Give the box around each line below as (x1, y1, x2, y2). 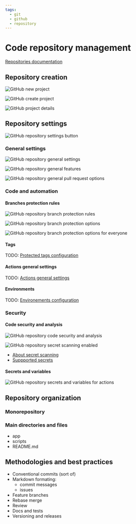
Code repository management (5, 43, 131, 53)
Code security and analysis (5, 322, 63, 328)
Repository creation (5, 73, 68, 82)
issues (19, 486, 33, 492)
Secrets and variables (5, 368, 51, 374)
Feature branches (12, 492, 48, 498)
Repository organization (5, 393, 82, 402)
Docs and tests (12, 508, 44, 514)
